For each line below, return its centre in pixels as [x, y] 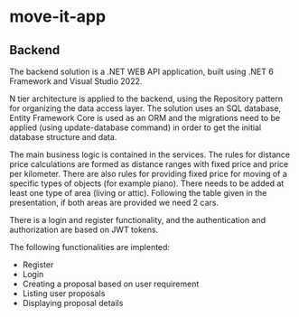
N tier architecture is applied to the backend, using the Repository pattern [146, 98]
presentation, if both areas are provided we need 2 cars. [114, 202]
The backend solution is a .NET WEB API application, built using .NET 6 [141, 71]
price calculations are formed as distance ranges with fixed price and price [149, 164]
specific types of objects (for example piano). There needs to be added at [147, 183]
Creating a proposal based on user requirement [111, 284]
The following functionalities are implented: [89, 247]
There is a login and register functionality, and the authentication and [138, 220]
